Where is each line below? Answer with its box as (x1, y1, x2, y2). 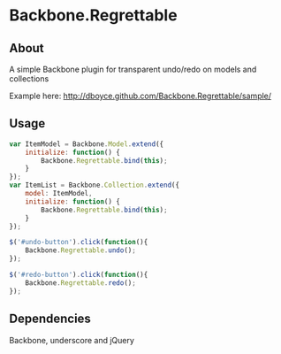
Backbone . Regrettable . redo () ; (25, 278, 137, 288)
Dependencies (9, 312, 91, 327)
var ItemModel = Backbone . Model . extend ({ (9, 139, 164, 149)
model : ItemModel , (25, 189, 93, 198)
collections (9, 73, 49, 84)
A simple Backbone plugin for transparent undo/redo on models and (9, 64, 257, 74)
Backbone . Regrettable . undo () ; (25, 246, 137, 255)
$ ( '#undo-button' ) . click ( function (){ (9, 238, 148, 247)
